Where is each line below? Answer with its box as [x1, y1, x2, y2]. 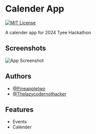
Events [12, 119, 27, 125]
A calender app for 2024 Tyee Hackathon [5, 29, 91, 35]
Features [5, 105, 34, 114]
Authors [5, 72, 32, 81]
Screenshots [5, 44, 46, 53]
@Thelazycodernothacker [12, 91, 67, 97]
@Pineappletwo [12, 85, 46, 91]
